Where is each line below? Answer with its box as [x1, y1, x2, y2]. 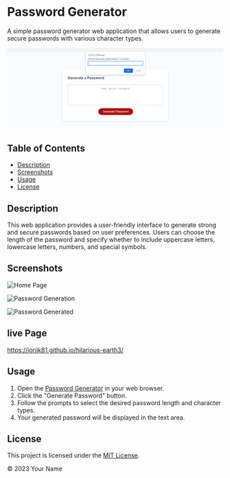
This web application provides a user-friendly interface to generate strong [7, 221, 216, 229]
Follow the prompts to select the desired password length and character [16, 398, 221, 406]
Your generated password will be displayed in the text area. [16, 413, 185, 422]
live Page [7, 327, 47, 339]
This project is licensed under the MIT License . [7, 451, 140, 459]
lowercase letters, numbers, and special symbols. [7, 243, 148, 251]
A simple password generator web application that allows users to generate [7, 27, 221, 35]
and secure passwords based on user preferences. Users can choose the [7, 228, 215, 237]
